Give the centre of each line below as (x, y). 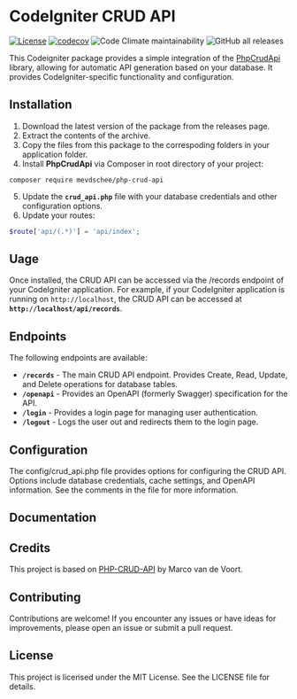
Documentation (53, 518)
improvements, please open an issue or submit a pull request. (121, 628)
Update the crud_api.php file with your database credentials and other (149, 196)
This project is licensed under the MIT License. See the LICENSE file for (140, 677)
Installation (41, 105)
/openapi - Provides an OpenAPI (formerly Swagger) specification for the (155, 394)
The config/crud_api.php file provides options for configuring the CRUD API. (148, 471)
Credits (30, 548)
